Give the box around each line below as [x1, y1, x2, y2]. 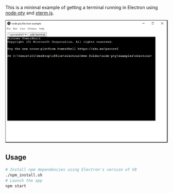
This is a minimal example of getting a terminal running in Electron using [5, 5, 158, 10]
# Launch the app [5, 178, 43, 183]
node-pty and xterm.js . [5, 10, 54, 16]
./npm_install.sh [5, 172, 43, 178]
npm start [5, 183, 27, 188]
